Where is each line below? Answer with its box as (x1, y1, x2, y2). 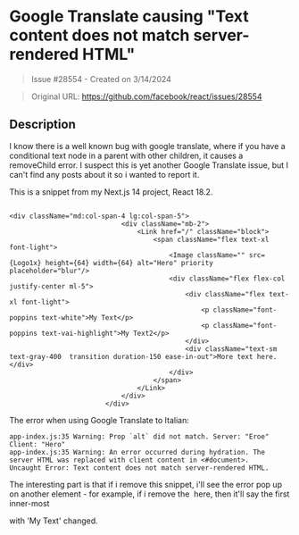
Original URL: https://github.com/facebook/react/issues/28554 (30, 91, 262, 102)
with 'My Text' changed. (9, 515, 98, 526)
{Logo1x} (9, 258, 42, 267)
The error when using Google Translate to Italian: (9, 414, 190, 425)
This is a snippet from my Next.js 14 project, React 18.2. (9, 186, 213, 197)
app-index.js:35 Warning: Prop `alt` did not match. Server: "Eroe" (9, 431, 270, 441)
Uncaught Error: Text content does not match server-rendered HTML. (9, 463, 270, 472)
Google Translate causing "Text (9, 6, 249, 27)
